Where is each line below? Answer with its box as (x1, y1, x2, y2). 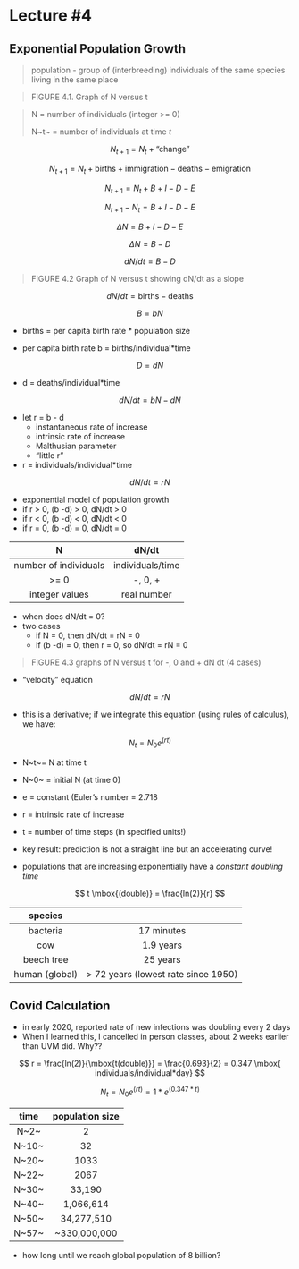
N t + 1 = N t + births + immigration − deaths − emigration (48, 163, 252, 175)
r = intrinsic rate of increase (21, 809, 125, 820)
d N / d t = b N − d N (119, 395, 181, 405)
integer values (29, 588, 89, 600)
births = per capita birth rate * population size (21, 326, 190, 336)
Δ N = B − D (129, 239, 171, 250)
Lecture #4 (9, 5, 92, 26)
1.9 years (142, 939, 183, 951)
